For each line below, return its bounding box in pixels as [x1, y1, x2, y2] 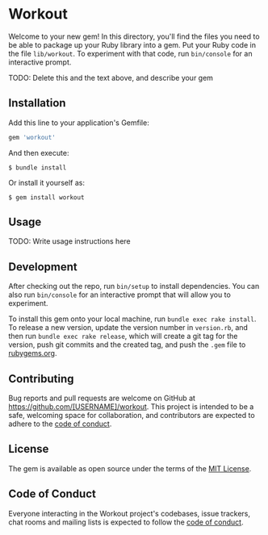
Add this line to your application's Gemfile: [8, 118, 149, 127]
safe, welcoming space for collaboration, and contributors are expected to [8, 411, 256, 420]
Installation [8, 96, 66, 110]
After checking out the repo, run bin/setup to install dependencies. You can [8, 282, 260, 291]
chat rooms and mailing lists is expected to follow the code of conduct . [8, 517, 244, 527]
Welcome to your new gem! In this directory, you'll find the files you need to [8, 31, 260, 41]
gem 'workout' [8, 133, 57, 141]
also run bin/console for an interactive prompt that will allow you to [8, 290, 232, 299]
